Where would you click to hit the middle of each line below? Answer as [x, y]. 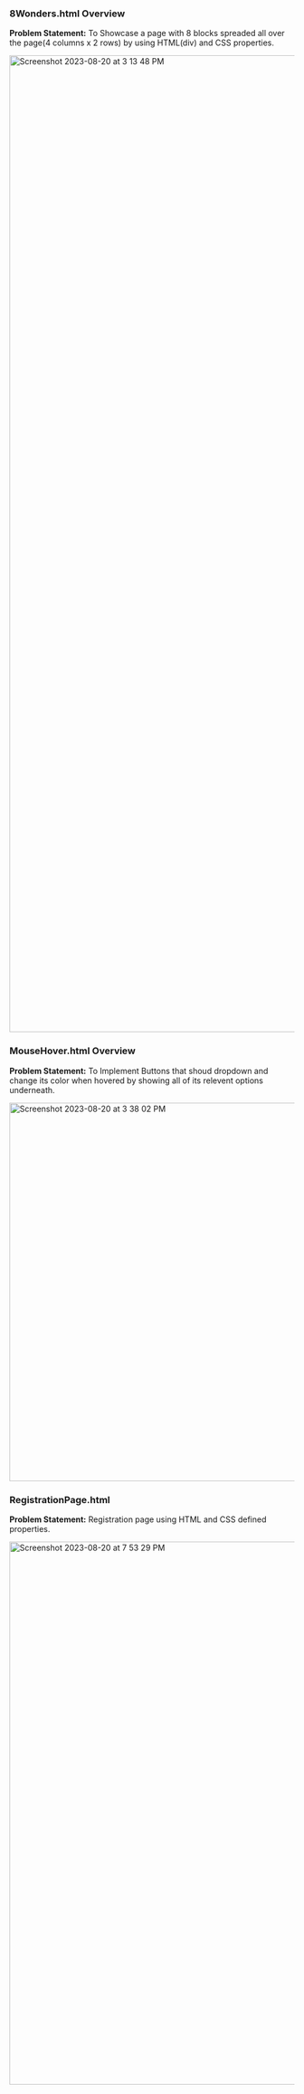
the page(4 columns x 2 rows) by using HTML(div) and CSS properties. [142, 43]
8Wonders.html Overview [67, 14]
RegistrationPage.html [60, 1499]
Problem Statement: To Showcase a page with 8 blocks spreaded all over [147, 33]
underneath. [33, 1090]
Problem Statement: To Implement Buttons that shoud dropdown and [139, 1071]
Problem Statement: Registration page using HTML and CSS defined [138, 1519]
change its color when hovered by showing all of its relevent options [137, 1080]
